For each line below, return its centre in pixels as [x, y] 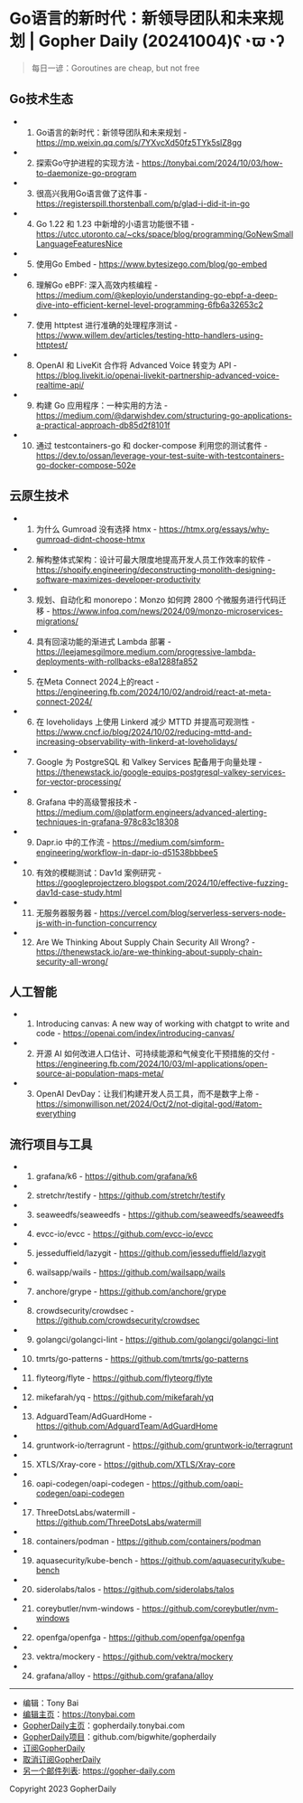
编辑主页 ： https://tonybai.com [78, 1714]
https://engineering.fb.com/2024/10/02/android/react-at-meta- [154, 692]
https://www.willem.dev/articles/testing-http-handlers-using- [150, 335]
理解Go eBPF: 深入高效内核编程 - [97, 285]
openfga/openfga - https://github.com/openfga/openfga [140, 1638]
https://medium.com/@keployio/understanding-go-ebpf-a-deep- [156, 295]
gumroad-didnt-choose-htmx [91, 539]
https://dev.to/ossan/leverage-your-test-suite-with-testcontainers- [160, 455]
